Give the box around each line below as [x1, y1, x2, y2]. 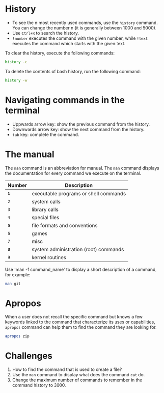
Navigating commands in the [5, 94, 125, 105]
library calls [31, 206, 59, 213]
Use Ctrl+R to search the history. [12, 30, 79, 36]
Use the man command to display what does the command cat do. [12, 372, 145, 378]
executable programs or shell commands [31, 190, 126, 197]
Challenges [5, 350, 53, 362]
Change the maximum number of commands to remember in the [12, 377, 142, 383]
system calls [31, 198, 60, 205]
